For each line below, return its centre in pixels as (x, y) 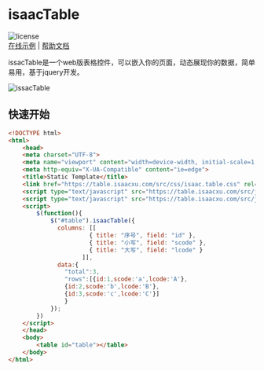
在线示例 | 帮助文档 (39, 46)
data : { (68, 265)
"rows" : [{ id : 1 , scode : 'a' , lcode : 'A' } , (126, 279)
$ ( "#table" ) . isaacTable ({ (92, 221)
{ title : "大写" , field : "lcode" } (146, 250)
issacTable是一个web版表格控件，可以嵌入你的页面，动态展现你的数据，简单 (132, 62)
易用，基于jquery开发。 (46, 72)
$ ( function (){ (59, 214)
